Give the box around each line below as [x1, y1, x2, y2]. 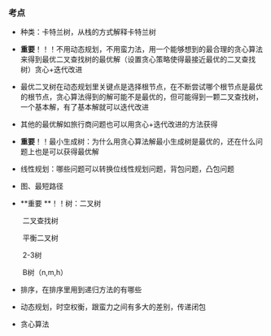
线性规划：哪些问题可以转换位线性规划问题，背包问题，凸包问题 [20, 164, 234, 174]
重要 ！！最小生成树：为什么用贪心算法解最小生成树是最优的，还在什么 [20, 136, 256, 147]
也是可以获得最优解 [34, 147, 99, 157]
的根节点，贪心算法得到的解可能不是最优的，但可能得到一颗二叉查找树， [20, 92, 263, 102]
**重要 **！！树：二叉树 [20, 199, 102, 209]
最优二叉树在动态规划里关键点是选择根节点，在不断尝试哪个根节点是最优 [20, 82, 263, 92]
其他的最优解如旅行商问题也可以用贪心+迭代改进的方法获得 [20, 119, 218, 129]
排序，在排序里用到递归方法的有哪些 [20, 285, 142, 295]
